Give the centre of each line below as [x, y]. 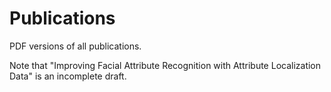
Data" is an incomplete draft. [68, 76]
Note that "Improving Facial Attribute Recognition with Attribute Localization [165, 65]
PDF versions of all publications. [75, 46]
